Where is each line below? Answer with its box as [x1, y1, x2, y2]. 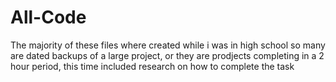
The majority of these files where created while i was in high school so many [10, 39, 326, 51]
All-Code [10, 6, 87, 29]
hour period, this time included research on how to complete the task [10, 60, 295, 72]
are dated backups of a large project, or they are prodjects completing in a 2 [10, 49, 325, 61]
